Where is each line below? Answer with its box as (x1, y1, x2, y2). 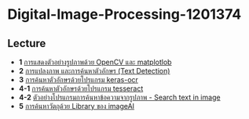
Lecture (7, 37, 46, 50)
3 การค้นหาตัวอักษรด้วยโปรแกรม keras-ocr (18, 75, 139, 84)
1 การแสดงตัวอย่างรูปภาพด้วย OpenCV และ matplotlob (18, 57, 172, 67)
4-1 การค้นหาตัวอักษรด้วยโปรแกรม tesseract (18, 84, 144, 93)
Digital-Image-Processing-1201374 (7, 5, 242, 23)
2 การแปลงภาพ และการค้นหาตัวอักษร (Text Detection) (18, 67, 170, 75)
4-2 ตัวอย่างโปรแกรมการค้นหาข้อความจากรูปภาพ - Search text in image (18, 92, 221, 102)
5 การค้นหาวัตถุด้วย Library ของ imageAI (18, 102, 135, 110)
